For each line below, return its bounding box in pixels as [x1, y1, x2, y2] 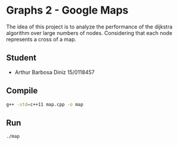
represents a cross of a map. [6, 36, 77, 43]
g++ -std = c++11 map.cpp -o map [6, 101, 84, 107]
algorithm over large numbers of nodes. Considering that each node [6, 29, 173, 36]
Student [6, 53, 37, 63]
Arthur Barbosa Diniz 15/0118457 [14, 69, 95, 76]
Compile [6, 86, 38, 96]
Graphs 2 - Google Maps [6, 4, 129, 17]
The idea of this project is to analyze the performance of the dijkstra [6, 23, 173, 30]
